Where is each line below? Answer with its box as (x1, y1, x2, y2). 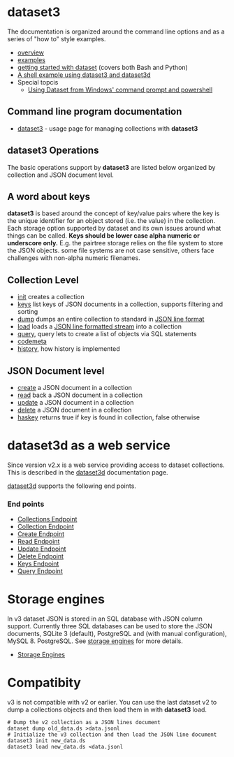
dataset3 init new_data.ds (7, 737, 86, 744)
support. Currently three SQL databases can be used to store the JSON (7, 622, 213, 630)
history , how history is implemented (17, 345, 120, 353)
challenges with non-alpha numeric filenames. (7, 254, 141, 262)
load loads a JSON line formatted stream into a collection (17, 322, 182, 331)
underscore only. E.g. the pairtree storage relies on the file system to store (7, 239, 224, 247)
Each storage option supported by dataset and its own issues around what (7, 224, 221, 233)
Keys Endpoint (17, 560, 59, 568)
